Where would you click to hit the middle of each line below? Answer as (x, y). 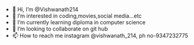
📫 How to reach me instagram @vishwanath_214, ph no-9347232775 (100, 36)
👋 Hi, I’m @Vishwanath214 (45, 9)
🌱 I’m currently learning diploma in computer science (79, 22)
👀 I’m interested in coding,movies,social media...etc (77, 16)
